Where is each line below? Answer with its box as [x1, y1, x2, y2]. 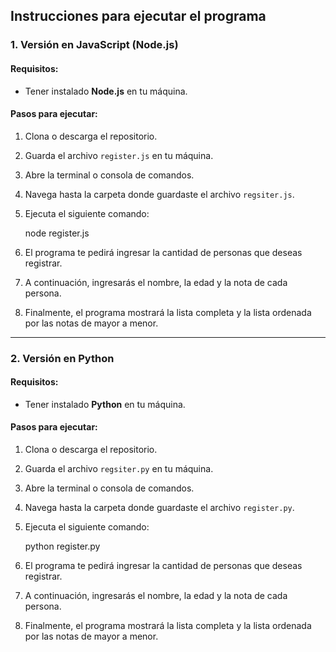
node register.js [24, 227, 90, 239]
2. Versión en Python [10, 351, 115, 365]
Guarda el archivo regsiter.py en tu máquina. [24, 463, 214, 475]
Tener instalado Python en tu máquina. [24, 398, 186, 410]
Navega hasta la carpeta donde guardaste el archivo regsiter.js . [24, 188, 295, 200]
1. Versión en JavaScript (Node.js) [10, 38, 179, 52]
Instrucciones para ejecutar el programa [10, 8, 267, 25]
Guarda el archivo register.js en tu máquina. [24, 149, 214, 161]
